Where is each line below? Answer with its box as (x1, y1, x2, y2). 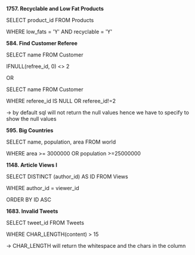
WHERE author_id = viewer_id (6, 185, 79, 191)
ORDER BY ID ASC (6, 196, 52, 203)
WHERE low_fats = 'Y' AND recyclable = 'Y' (6, 28, 113, 35)
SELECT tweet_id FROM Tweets (6, 219, 85, 226)
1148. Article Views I (6, 161, 58, 169)
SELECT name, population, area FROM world (6, 138, 116, 145)
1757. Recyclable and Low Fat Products (6, 5, 104, 12)
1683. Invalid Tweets (6, 208, 58, 214)
